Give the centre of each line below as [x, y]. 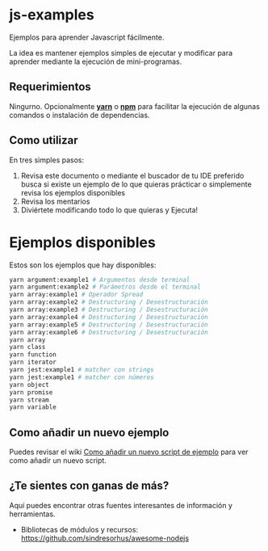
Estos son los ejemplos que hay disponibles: [83, 265]
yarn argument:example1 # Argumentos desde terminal [100, 280]
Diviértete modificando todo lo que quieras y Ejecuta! [109, 210]
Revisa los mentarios [55, 201]
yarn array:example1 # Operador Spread [76, 295]
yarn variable [33, 407]
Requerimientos [50, 87]
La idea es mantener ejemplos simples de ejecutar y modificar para [121, 53]
